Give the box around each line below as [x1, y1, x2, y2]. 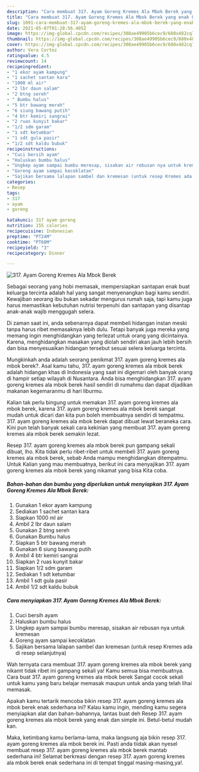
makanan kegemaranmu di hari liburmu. [6, 388, 103, 395]
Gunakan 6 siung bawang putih [15, 546, 92, 553]
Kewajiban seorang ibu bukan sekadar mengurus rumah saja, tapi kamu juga [6, 296, 193, 303]
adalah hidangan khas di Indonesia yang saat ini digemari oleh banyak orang [6, 369, 193, 376]
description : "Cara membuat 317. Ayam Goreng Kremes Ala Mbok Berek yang [6, 8, 193, 15]
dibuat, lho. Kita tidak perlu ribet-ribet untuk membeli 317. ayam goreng [6, 448, 180, 455]
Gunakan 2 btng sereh [15, 527, 70, 534]
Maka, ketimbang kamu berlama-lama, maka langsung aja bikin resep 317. [6, 734, 186, 741]
